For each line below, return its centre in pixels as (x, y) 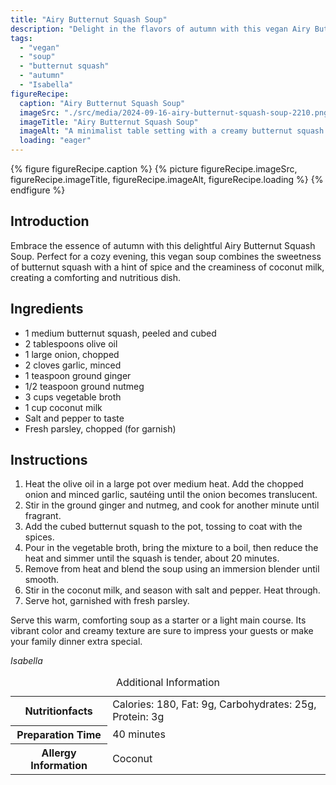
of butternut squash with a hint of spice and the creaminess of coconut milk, (167, 267)
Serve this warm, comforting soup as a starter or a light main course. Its (158, 620)
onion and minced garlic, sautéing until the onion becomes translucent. (171, 495)
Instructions (49, 460)
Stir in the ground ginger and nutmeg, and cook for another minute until (172, 505)
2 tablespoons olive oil (71, 343)
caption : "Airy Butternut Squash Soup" (102, 103)
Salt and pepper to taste (74, 418)
